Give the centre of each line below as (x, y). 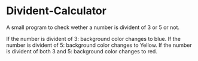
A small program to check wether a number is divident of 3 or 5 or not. (93, 27)
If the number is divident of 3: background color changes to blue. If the (94, 38)
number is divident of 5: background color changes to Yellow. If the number (99, 45)
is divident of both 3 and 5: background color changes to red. (82, 51)
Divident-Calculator (56, 11)
